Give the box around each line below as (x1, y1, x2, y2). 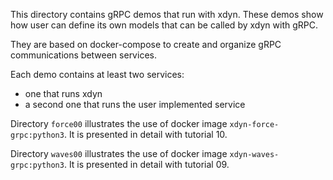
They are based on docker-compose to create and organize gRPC (10, 39, 282, 50)
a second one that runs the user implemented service (24, 99, 246, 110)
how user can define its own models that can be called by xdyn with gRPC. (10, 19, 318, 31)
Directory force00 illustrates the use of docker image (10, 118, 228, 129)
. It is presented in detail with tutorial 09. (63, 159, 230, 170)
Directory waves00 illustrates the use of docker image (10, 148, 228, 159)
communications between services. (10, 49, 157, 61)
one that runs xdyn (24, 88, 103, 99)
